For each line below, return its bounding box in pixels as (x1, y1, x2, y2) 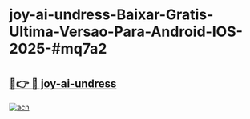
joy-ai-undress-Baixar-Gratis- (9, 6, 214, 24)
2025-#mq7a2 (9, 40, 107, 58)
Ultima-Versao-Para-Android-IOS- (9, 22, 244, 41)
